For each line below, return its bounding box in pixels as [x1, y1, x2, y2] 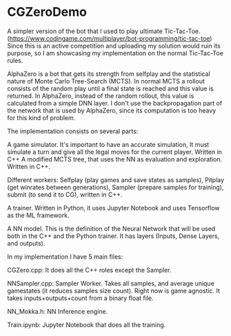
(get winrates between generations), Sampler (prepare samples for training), [7, 183, 224, 191]
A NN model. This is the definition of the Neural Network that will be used [7, 224, 216, 233]
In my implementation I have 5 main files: [7, 253, 123, 261]
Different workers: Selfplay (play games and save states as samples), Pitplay [7, 175, 225, 184]
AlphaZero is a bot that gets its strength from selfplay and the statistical [7, 70, 210, 78]
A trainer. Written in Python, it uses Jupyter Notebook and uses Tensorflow [7, 204, 220, 212]
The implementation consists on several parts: [7, 127, 139, 135]
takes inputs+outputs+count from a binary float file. [7, 294, 154, 302]
